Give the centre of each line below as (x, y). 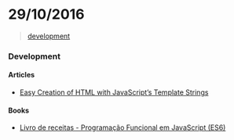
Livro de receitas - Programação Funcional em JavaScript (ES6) (122, 127)
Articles (22, 75)
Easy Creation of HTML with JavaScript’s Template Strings (114, 92)
